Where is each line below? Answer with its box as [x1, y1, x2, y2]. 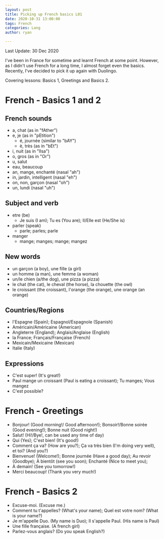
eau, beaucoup [12, 164, 43, 170]
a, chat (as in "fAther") [12, 127, 58, 133]
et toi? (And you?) [12, 448, 48, 454]
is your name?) [12, 513, 43, 519]
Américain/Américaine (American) [12, 324, 82, 330]
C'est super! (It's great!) [12, 373, 61, 379]
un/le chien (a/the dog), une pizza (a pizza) [12, 276, 100, 282]
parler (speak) [12, 222, 41, 228]
